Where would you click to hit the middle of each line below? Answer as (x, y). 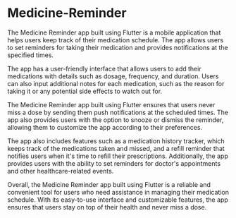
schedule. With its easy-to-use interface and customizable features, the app (118, 200)
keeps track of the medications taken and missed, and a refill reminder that (116, 148)
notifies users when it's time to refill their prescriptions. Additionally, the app (118, 156)
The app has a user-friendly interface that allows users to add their (105, 68)
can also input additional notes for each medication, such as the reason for (116, 83)
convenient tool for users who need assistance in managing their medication (118, 192)
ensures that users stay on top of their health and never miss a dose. (107, 207)
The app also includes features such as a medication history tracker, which (116, 141)
